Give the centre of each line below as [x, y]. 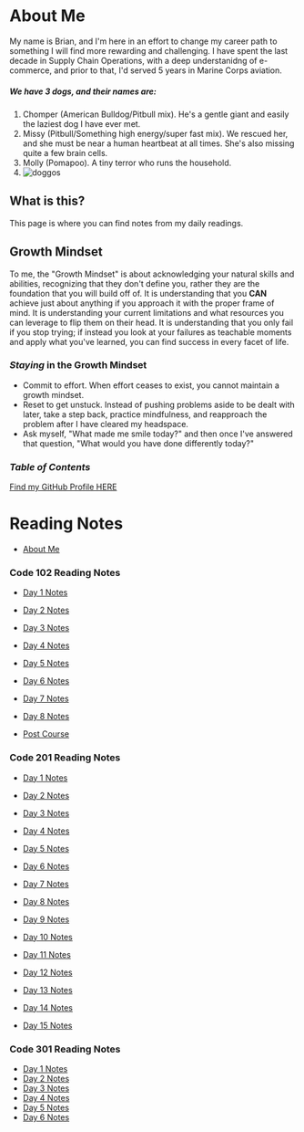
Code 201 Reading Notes [65, 758]
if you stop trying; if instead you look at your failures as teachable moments [151, 332]
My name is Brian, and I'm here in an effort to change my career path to [143, 41]
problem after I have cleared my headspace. [106, 424]
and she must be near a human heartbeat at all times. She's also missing [158, 143]
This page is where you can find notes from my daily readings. [127, 223]
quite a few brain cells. [65, 152]
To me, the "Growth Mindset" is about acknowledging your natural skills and [152, 274]
